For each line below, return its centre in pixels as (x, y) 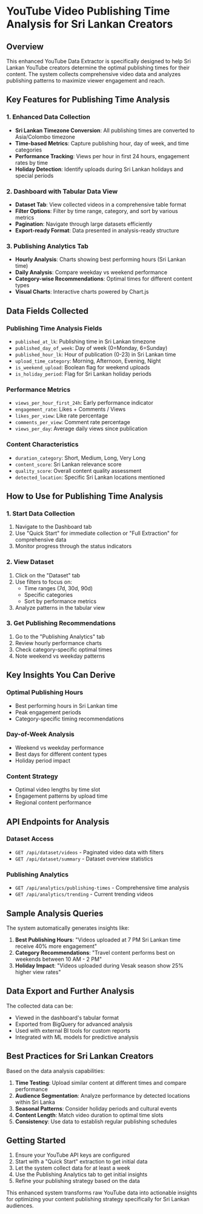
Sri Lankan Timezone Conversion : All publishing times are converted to (105, 130)
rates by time (32, 162)
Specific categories (48, 595)
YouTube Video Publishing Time (88, 11)
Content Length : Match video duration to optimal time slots (89, 1115)
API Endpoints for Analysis (58, 822)
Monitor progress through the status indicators (73, 546)
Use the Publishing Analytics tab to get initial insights (81, 1174)
